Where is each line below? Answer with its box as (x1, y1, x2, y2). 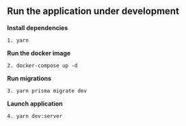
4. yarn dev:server (7, 112, 63, 119)
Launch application (7, 99, 63, 108)
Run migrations (7, 74, 52, 82)
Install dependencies (7, 23, 68, 32)
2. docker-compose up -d (7, 62, 78, 69)
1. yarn (7, 37, 29, 44)
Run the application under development (7, 5, 180, 17)
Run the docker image (7, 49, 71, 57)
